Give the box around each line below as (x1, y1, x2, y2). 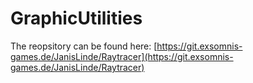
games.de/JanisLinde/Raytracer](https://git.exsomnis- (10, 50, 234, 62)
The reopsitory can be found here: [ (10, 40, 158, 52)
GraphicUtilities (10, 7, 143, 30)
